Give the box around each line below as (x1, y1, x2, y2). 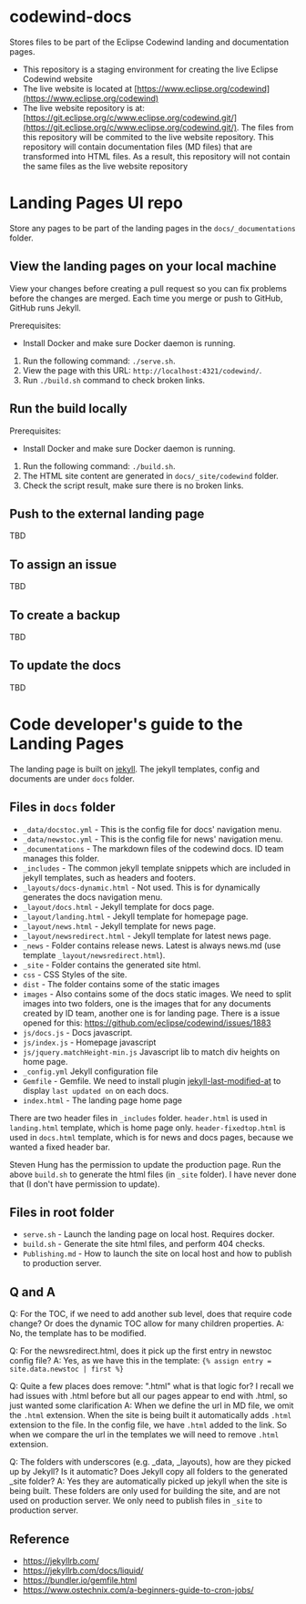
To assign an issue (9, 557, 117, 572)
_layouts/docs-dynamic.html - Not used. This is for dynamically (22, 882, 261, 893)
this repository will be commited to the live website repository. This (22, 131, 275, 142)
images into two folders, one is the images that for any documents (22, 997, 271, 1008)
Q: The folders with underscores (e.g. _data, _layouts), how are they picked (9, 1456, 291, 1467)
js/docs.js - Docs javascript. (22, 1027, 133, 1037)
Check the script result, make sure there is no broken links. (22, 480, 244, 491)
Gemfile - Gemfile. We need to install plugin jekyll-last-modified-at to (22, 1075, 281, 1086)
